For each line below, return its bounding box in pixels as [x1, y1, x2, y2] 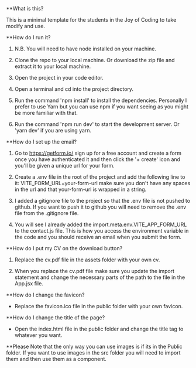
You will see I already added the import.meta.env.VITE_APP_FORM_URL [14, 221, 187, 228]
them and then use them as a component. [6, 356, 107, 362]
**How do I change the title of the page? [6, 314, 105, 321]
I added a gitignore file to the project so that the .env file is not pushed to [14, 197, 191, 204]
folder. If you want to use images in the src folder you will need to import [6, 349, 181, 356]
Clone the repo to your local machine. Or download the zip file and [14, 57, 175, 63]
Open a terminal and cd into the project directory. [14, 86, 133, 93]
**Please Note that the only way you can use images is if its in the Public [6, 343, 183, 350]
